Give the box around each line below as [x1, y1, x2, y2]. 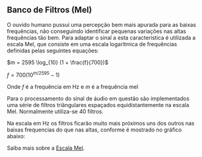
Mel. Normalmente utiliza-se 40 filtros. [7, 108, 104, 115]
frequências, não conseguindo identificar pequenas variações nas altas [7, 27, 186, 35]
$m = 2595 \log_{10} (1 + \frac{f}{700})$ [7, 58, 109, 66]
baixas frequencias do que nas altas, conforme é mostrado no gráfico [7, 126, 182, 133]
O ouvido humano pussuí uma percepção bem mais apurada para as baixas [7, 21, 197, 28]
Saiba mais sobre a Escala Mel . [7, 144, 85, 152]
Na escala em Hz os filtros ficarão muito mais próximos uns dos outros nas [7, 120, 195, 127]
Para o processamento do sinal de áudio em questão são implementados [7, 95, 190, 102]
